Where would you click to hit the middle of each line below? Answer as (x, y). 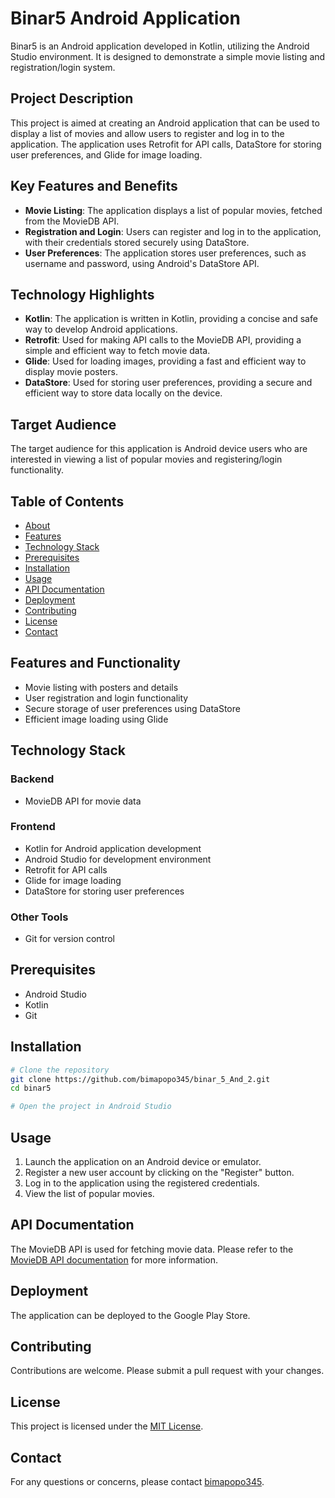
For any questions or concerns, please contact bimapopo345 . (137, 1482)
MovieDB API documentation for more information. (114, 1259)
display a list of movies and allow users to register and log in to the (147, 133)
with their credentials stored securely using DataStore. (137, 242)
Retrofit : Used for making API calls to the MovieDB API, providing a (163, 340)
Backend (32, 779)
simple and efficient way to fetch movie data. (117, 351)
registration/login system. (63, 67)
